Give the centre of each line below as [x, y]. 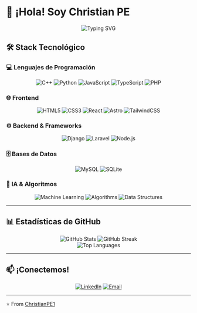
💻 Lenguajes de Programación [51, 68]
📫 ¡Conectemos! [38, 270]
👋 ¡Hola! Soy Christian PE [68, 12]
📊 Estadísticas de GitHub [54, 222]
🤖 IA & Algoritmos [32, 184]
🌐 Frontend [23, 97]
